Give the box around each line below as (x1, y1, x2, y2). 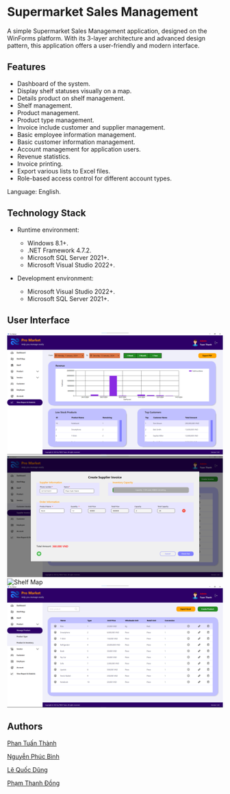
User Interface (7, 314, 71, 326)
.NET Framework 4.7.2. (27, 246, 92, 254)
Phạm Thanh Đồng (7, 779, 60, 787)
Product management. (16, 108, 80, 117)
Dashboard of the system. (16, 80, 90, 88)
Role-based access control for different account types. (16, 174, 172, 182)
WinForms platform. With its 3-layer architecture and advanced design (7, 34, 206, 42)
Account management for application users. (16, 145, 142, 153)
